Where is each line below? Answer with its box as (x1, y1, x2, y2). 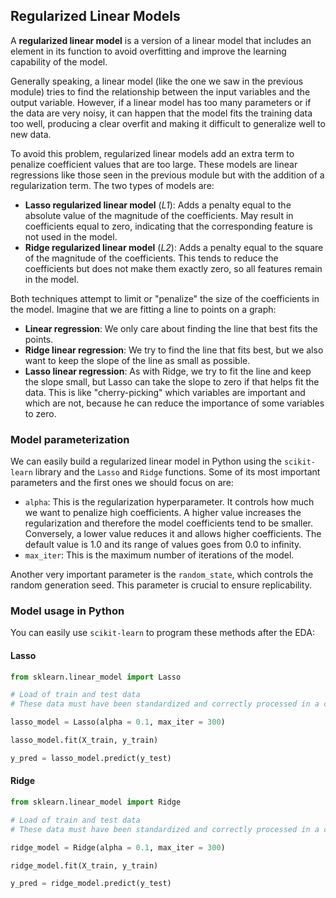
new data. (10, 128, 52, 140)
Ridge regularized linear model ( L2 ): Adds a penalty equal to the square (24, 241, 324, 253)
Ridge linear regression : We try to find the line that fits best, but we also (24, 344, 324, 356)
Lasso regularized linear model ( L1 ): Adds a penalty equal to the (24, 199, 292, 211)
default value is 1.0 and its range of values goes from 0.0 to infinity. (24, 539, 302, 551)
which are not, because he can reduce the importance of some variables (24, 397, 325, 409)
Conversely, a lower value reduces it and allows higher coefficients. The (24, 528, 322, 540)
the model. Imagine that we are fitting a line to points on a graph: (10, 303, 277, 315)
